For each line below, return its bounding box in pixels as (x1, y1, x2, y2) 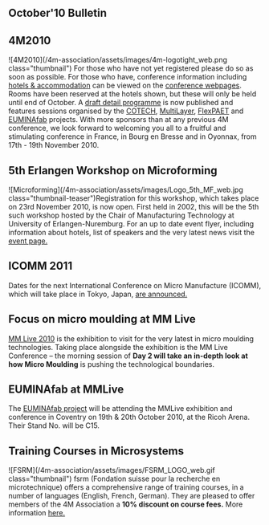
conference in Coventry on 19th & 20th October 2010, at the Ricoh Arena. (8, 413, 251, 422)
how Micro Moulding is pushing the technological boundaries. (8, 359, 215, 368)
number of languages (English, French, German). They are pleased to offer (8, 491, 255, 501)
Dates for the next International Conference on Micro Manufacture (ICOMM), (8, 280, 262, 290)
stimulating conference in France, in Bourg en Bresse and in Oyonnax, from (8, 132, 257, 141)
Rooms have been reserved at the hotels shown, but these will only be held (8, 89, 257, 99)
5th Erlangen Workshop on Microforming (8, 164, 218, 177)
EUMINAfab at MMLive (8, 383, 124, 397)
